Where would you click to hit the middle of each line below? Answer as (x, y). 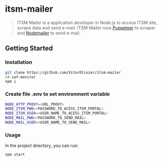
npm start (15, 155)
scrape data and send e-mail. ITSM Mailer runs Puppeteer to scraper (86, 27)
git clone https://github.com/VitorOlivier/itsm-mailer (63, 72)
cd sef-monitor (20, 77)
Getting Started (29, 48)
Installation (19, 62)
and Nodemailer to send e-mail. (49, 33)
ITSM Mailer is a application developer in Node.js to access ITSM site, (87, 23)
